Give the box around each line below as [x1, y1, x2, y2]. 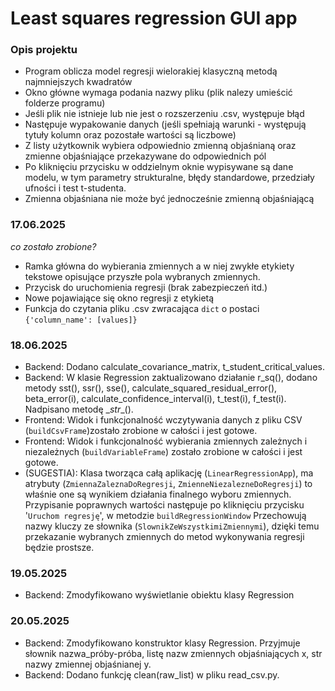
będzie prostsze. [24, 542, 95, 554]
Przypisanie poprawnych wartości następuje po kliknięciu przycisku [24, 499, 305, 511]
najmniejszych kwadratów [24, 76, 133, 88]
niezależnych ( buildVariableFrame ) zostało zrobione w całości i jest [24, 446, 303, 458]
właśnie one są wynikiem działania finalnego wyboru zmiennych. [24, 488, 292, 501]
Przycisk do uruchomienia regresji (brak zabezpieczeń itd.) [24, 281, 268, 293]
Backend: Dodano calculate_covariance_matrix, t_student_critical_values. [24, 361, 325, 373]
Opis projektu [10, 43, 78, 57]
